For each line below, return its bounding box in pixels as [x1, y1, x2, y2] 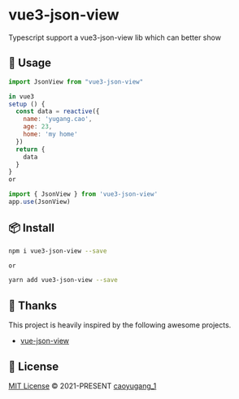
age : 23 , [23, 123, 53, 131]
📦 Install [8, 221, 55, 235]
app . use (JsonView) [8, 197, 71, 206]
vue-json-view [20, 336, 70, 346]
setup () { [8, 100, 46, 108]
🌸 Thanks [8, 298, 58, 312]
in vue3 [8, 92, 35, 101]
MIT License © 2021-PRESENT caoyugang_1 [8, 380, 157, 391]
